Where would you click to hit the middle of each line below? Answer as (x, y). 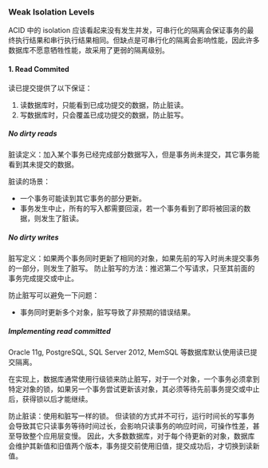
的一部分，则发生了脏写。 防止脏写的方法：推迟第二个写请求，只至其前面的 (132, 268)
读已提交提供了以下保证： (50, 88)
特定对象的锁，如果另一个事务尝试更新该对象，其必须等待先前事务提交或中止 (134, 389)
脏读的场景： (29, 181)
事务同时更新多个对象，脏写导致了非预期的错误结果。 (107, 312)
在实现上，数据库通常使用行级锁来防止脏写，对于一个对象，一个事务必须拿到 (134, 379)
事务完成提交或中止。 (43, 279)
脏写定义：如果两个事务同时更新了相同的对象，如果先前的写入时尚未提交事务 (134, 259)
